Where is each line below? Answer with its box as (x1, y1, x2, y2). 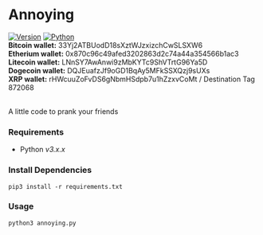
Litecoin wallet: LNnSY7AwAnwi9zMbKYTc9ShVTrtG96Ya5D (8, 57, 208, 67)
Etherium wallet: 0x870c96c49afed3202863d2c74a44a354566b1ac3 (8, 49, 239, 58)
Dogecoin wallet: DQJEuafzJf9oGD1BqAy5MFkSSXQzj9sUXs (8, 65, 210, 75)
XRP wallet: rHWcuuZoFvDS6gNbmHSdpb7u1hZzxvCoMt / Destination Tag (8, 74, 255, 84)
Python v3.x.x (19, 145, 65, 155)
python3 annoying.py (8, 219, 77, 227)
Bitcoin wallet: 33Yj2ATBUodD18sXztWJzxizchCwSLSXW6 (8, 40, 203, 49)
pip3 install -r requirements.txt (8, 182, 124, 190)
